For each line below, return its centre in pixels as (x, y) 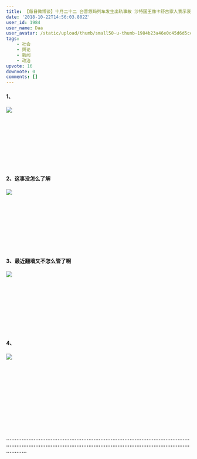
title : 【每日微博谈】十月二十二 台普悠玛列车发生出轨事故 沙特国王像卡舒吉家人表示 (96, 11)
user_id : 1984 (23, 22)
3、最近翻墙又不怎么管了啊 (39, 261)
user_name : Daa (25, 28)
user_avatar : (22, 33)
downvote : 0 (21, 72)
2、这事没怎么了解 (28, 179)
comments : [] (22, 77)
